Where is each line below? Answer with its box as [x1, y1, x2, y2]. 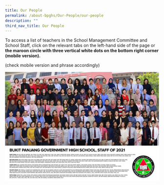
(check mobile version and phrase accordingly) [5, 62, 100, 68]
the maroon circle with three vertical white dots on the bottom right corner [5, 48, 159, 54]
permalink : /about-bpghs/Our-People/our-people [5, 13, 104, 18]
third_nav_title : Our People [5, 23, 64, 28]
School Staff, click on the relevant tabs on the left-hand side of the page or [5, 42, 155, 48]
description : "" [5, 18, 38, 23]
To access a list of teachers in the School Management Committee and [5, 37, 147, 43]
